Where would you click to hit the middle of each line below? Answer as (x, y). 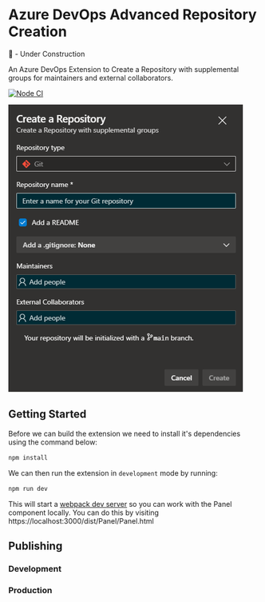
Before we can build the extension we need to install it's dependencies (125, 433)
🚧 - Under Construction (47, 54)
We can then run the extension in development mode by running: (113, 472)
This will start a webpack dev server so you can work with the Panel (120, 504)
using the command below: (53, 442)
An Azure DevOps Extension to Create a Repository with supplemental (124, 69)
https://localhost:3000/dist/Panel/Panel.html (81, 520)
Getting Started (47, 415)
